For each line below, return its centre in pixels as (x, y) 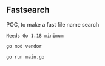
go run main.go (25, 57)
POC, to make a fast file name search (53, 24)
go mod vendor (24, 46)
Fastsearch (28, 10)
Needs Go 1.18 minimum (35, 36)
